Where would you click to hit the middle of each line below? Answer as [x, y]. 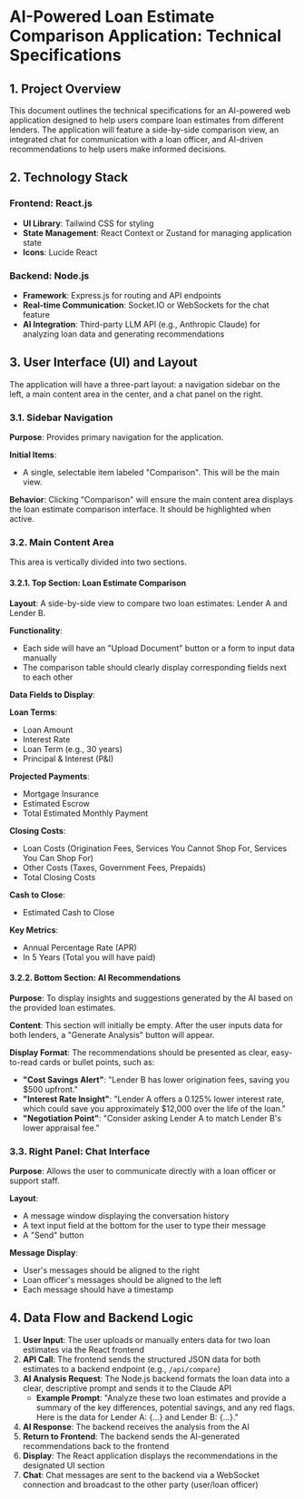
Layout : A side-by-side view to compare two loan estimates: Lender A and [148, 603]
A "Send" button [53, 1235]
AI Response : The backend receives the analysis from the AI [136, 1426]
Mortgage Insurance [61, 794]
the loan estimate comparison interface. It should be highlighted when [140, 509]
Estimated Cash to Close [69, 912]
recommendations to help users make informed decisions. [118, 149]
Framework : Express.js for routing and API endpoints [122, 295]
